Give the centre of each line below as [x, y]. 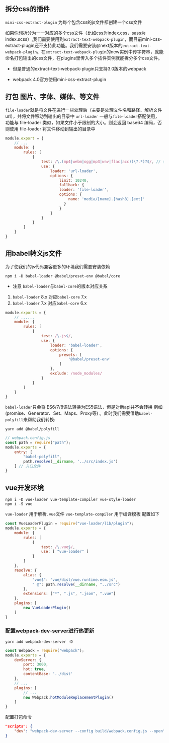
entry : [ [23, 452]
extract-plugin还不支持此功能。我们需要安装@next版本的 [64, 45]
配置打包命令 [18, 717]
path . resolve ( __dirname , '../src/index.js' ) [71, 461]
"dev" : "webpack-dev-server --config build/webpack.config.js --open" [90, 731]
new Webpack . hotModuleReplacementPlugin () [68, 697]
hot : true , [35, 669]
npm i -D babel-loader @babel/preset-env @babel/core [63, 276]
